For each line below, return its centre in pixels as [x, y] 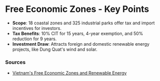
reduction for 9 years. [34, 39]
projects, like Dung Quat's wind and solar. [55, 49]
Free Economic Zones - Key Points [77, 9]
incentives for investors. [37, 28]
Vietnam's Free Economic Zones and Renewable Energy [70, 73]
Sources [15, 62]
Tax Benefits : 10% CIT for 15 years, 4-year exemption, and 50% [78, 33]
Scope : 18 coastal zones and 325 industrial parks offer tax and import [83, 23]
